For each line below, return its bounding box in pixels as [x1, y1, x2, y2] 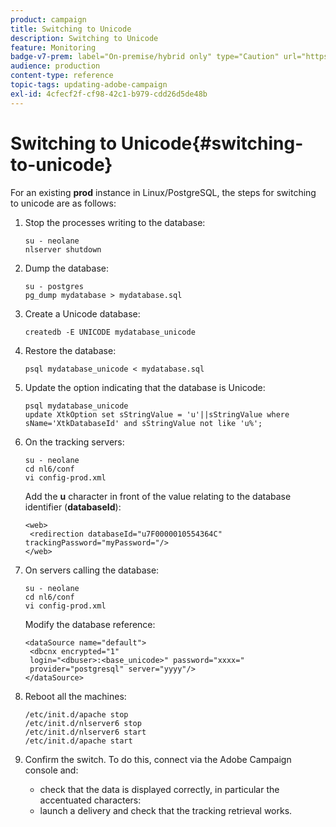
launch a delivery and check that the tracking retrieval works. [39, 804, 293, 816]
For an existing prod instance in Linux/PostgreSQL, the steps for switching [10, 186, 317, 198]
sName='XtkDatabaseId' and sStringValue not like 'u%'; [24, 418, 263, 428]
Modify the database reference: [24, 618, 156, 630]
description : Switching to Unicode [10, 33, 159, 43]
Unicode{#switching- [120, 132, 304, 155]
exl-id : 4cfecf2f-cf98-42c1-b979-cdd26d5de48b [10, 89, 208, 99]
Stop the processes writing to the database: [24, 216, 206, 228]
